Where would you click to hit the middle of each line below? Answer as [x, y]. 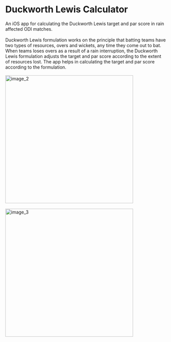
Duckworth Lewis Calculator [67, 9]
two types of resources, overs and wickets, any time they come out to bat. [83, 45]
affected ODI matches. [29, 29]
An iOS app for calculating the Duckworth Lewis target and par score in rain [85, 24]
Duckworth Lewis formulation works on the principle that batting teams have [86, 40]
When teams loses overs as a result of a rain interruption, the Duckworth [82, 51]
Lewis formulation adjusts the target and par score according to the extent [83, 56]
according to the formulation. [36, 67]
